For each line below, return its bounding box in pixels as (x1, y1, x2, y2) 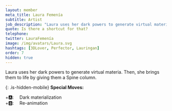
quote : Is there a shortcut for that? (5, 27, 88, 32)
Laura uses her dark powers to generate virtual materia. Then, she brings (5, 69, 160, 75)
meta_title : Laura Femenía (5, 12, 63, 17)
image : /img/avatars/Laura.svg (5, 41, 72, 46)
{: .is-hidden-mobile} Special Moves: (5, 84, 84, 91)
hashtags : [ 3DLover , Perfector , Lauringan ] (5, 46, 100, 51)
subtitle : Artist (5, 17, 42, 22)
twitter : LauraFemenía (5, 36, 54, 41)
